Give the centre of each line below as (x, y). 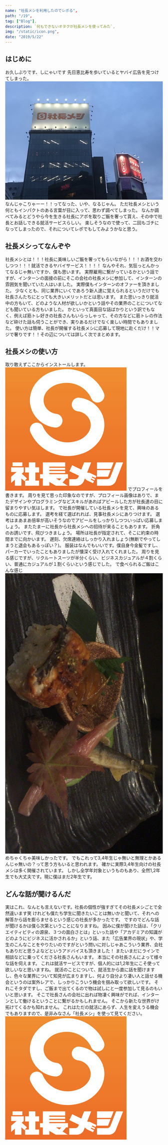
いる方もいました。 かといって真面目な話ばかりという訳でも (89, 309)
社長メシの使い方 (31, 352)
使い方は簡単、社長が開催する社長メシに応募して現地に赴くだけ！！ (85, 328)
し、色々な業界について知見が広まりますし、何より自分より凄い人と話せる (82, 976)
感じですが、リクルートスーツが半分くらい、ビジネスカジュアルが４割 (81, 558)
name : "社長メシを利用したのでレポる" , (41, 11)
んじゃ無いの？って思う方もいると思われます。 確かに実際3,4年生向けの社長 (83, 864)
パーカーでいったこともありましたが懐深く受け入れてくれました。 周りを (80, 552)
